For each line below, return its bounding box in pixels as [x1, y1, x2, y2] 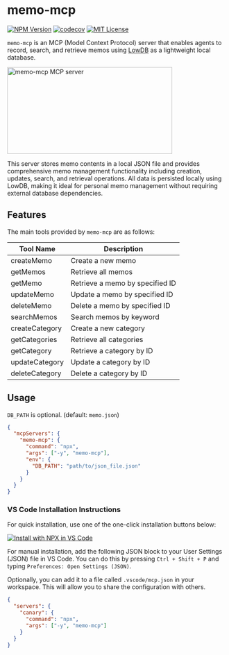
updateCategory [10, 357, 65, 366]
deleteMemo [10, 300, 52, 310]
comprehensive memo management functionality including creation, [7, 167, 203, 175]
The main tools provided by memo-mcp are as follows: [7, 228, 155, 236]
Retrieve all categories [70, 334, 144, 344]
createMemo [10, 255, 53, 265]
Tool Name [19, 244, 56, 253]
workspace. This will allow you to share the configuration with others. [7, 583, 206, 591]
